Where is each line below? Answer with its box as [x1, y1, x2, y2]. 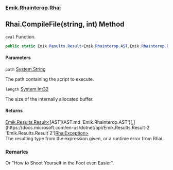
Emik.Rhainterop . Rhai [5, 4, 61, 11]
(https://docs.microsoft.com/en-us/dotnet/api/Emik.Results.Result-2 [5, 125, 150, 131]
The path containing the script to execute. [5, 76, 94, 82]
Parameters [5, 54, 31, 61]
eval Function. [5, 33, 36, 40]
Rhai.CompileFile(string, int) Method [5, 20, 125, 29]
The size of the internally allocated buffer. [5, 96, 94, 102]
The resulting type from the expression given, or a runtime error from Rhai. [5, 136, 164, 142]
